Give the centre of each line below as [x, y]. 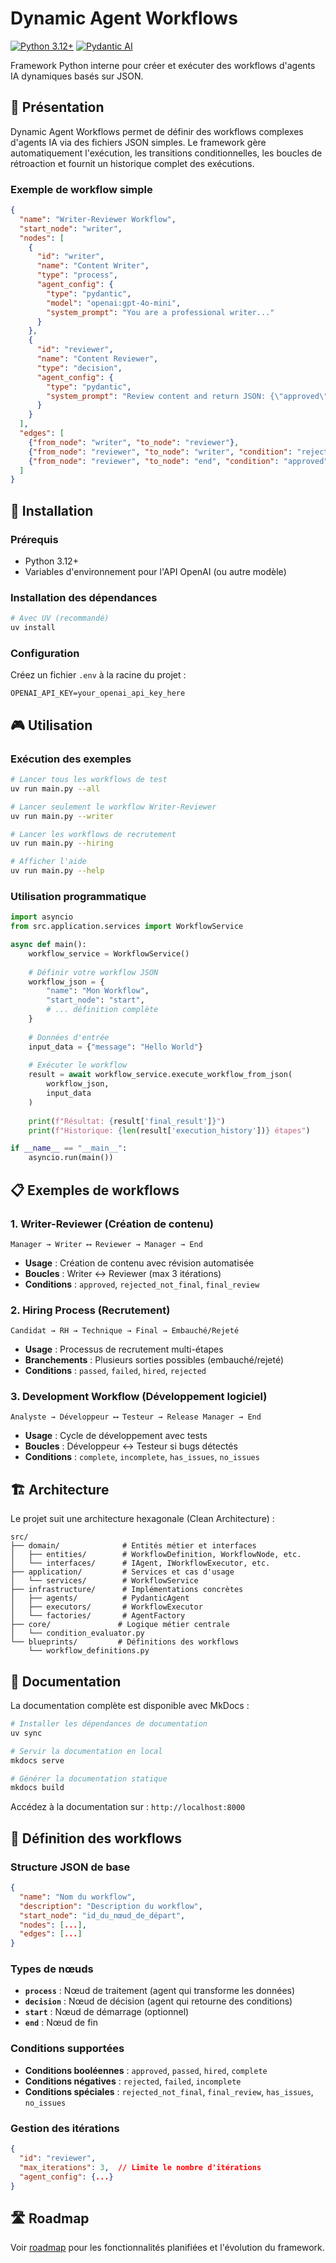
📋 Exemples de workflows [95, 1190]
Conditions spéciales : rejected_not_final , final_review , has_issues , [169, 2091]
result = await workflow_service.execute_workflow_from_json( [160, 1075]
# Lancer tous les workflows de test [89, 780]
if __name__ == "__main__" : [69, 1148]
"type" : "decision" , [79, 368]
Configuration [45, 653]
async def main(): [48, 945]
